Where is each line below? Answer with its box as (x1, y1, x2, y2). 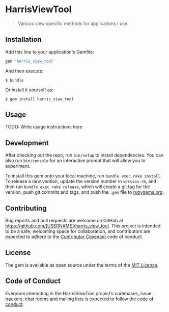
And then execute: (5, 68, 44, 74)
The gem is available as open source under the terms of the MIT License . (5, 262, 159, 268)
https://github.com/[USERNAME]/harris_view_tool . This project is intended (5, 223, 161, 229)
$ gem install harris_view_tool (5, 96, 74, 101)
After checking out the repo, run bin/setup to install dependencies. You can (5, 152, 164, 159)
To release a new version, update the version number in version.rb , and (5, 178, 157, 185)
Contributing (5, 204, 47, 213)
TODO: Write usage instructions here (5, 124, 82, 130)
